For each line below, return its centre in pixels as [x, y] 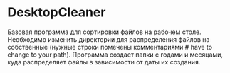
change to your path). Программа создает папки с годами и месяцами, [115, 55]
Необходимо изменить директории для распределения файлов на [109, 39]
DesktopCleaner [57, 12]
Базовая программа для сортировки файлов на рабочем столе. [104, 32]
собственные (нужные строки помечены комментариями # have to [110, 47]
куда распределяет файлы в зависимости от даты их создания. [104, 62]
